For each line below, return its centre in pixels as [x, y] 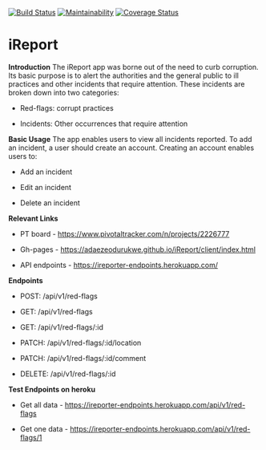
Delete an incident [50, 203]
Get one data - [44, 428]
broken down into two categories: [64, 92]
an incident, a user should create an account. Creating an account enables [131, 148]
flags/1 [31, 437]
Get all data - [41, 404]
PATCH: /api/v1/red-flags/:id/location [81, 343]
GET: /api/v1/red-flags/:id [62, 327]
